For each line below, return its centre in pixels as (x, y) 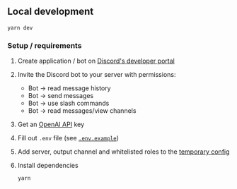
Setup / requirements (45, 45)
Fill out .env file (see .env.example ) (68, 138)
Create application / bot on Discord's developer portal (96, 61)
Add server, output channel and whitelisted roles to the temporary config (123, 152)
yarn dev (20, 28)
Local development (51, 12)
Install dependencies (48, 166)
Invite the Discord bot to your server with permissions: (97, 75)
